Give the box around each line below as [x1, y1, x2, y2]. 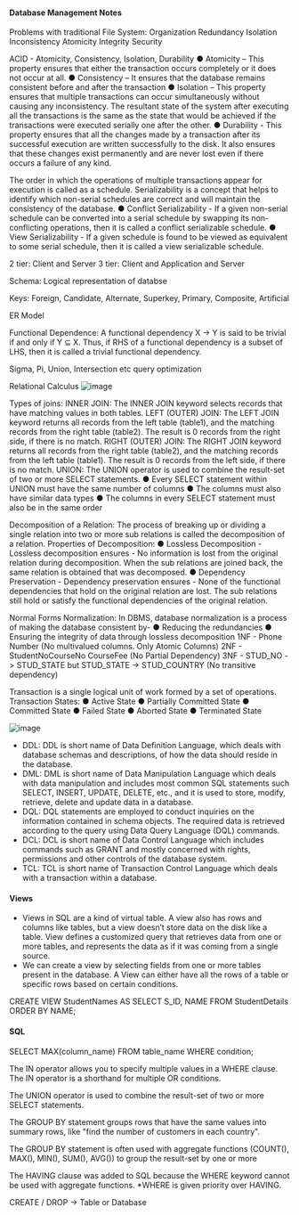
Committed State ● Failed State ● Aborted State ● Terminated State [9, 705, 263, 716]
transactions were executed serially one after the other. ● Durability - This [9, 120, 282, 131]
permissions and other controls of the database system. [21, 853, 228, 864]
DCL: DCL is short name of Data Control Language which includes [21, 835, 264, 845]
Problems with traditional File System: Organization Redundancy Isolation [9, 27, 278, 37]
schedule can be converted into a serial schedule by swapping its [9, 213, 250, 224]
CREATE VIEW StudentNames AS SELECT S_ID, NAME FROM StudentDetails [9, 996, 289, 1007]
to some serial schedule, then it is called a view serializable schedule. [9, 241, 264, 252]
